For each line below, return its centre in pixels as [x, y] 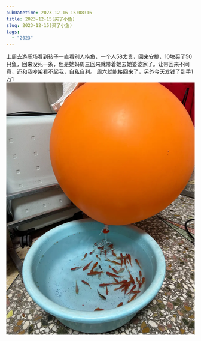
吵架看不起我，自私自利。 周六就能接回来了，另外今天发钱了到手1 [112, 71]
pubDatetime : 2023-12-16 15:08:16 [49, 13]
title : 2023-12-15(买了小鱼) [41, 19]
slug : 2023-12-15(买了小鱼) [39, 25]
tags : [13, 32]
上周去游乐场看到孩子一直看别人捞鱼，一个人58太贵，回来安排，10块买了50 [99, 56]
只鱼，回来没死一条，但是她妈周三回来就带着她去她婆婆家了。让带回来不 [95, 64]
